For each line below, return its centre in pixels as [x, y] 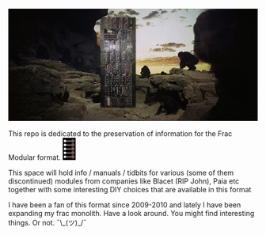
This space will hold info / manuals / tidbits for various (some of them [121, 173]
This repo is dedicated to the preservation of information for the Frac [120, 134]
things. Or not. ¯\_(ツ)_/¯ [47, 223]
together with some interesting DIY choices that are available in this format [130, 190]
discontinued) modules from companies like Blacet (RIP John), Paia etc [124, 181]
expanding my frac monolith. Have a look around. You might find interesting [131, 214]
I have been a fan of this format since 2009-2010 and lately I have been [125, 205]
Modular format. [34, 157]
